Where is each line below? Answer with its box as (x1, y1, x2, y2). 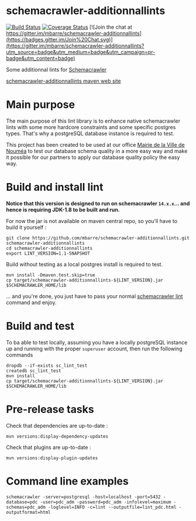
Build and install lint (6, 181, 104, 194)
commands (6, 351, 33, 358)
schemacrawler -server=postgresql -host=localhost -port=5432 (6, 494, 161, 500)
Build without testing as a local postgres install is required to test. (6, 260, 163, 268)
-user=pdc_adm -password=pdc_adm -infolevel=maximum (40, 499, 171, 505)
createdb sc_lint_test (6, 368, 61, 374)
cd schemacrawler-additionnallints (6, 245, 93, 251)
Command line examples (6, 474, 129, 488)
